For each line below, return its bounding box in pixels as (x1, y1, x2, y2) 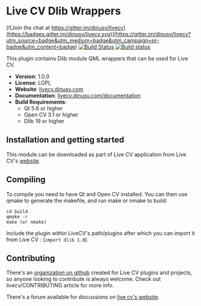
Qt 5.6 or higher (23, 104, 63, 112)
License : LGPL (14, 79, 52, 86)
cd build (6, 208, 28, 214)
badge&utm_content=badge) (6, 43, 77, 50)
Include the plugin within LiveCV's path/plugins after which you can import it (6, 229, 195, 236)
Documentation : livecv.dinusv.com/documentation (14, 92, 141, 99)
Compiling (6, 175, 46, 185)
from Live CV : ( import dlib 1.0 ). (6, 236, 89, 243)
